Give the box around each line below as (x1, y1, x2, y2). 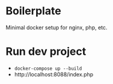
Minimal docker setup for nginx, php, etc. (5, 24, 108, 31)
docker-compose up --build (14, 66, 82, 71)
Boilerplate (5, 4, 61, 18)
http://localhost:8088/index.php (14, 70, 94, 78)
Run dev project (5, 45, 87, 58)
